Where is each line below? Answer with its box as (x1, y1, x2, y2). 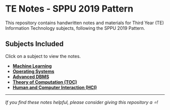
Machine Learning (12, 63, 52, 69)
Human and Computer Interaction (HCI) (12, 84, 97, 90)
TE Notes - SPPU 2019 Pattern (5, 3, 134, 15)
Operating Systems (12, 68, 55, 74)
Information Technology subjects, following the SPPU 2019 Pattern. (5, 25, 145, 31)
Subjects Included (5, 40, 64, 48)
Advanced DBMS (12, 74, 50, 80)
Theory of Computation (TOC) (12, 79, 77, 85)
